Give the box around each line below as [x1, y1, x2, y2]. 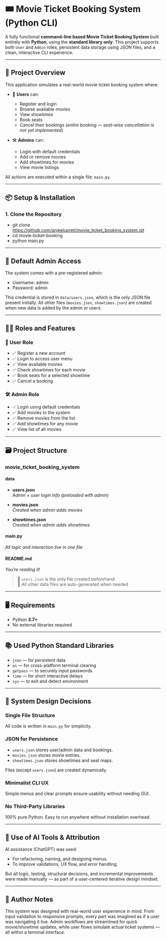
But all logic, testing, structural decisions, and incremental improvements [5, 871, 153, 877]
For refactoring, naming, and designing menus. [12, 856, 108, 862]
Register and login [19, 101, 57, 106]
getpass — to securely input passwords [12, 668, 92, 674]
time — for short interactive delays [12, 673, 83, 678]
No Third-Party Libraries [5, 803, 65, 810]
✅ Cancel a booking [12, 378, 53, 384]
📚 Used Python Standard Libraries [5, 641, 114, 650]
